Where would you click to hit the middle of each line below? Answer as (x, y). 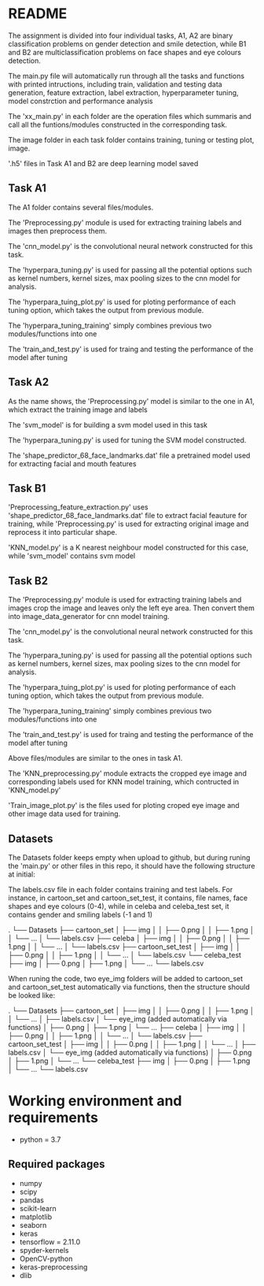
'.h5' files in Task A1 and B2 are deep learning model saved (103, 163)
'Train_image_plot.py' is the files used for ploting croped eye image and (124, 806)
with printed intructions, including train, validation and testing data (115, 84)
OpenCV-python (46, 1258)
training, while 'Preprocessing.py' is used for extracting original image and (128, 524)
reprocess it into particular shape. (63, 532)
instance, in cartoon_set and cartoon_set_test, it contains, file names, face (128, 898)
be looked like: (32, 995)
